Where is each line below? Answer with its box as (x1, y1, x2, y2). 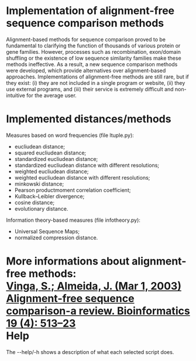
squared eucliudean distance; (14, 149, 87, 156)
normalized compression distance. (14, 234, 98, 241)
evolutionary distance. (14, 205, 68, 212)
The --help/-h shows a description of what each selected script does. (6, 348, 174, 355)
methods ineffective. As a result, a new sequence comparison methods (6, 60, 178, 68)
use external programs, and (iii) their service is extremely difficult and (6, 85, 174, 92)
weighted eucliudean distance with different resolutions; (14, 174, 150, 181)
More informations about (6, 255, 130, 268)
